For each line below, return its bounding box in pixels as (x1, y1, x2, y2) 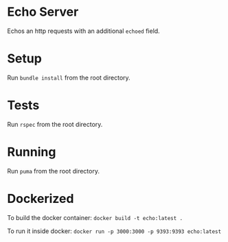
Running (7, 145, 56, 160)
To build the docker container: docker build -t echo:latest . (7, 213, 183, 221)
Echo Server (7, 4, 79, 20)
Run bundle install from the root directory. (7, 73, 130, 82)
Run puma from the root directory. (7, 167, 100, 175)
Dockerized (7, 191, 74, 206)
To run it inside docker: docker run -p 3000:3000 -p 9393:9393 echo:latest (7, 227, 222, 235)
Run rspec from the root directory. (7, 120, 103, 128)
